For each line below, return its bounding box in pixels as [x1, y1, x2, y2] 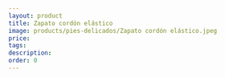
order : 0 [8, 57, 38, 65]
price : [8, 34, 31, 43]
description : [8, 49, 52, 57]
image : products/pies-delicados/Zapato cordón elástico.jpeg [8, 26, 218, 34]
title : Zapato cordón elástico [8, 19, 113, 27]
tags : [8, 42, 27, 50]
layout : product [8, 11, 63, 20]
